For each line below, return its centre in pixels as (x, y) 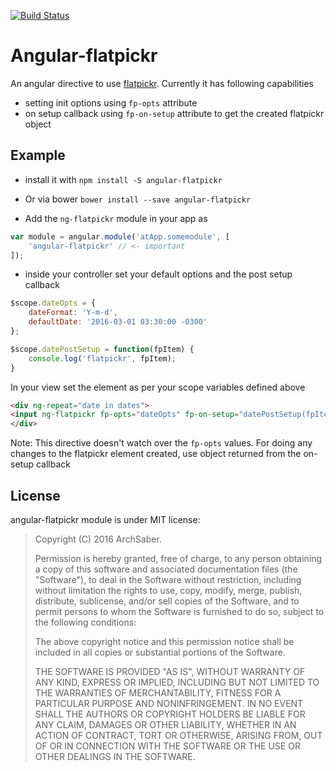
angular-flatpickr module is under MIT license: (105, 519)
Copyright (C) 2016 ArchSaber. (98, 539)
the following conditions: (85, 622)
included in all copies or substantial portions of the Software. (160, 652)
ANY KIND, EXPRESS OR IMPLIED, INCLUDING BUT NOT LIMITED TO (177, 682)
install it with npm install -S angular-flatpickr (123, 179)
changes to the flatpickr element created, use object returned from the (156, 454)
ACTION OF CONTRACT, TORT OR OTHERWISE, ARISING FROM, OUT (178, 735)
